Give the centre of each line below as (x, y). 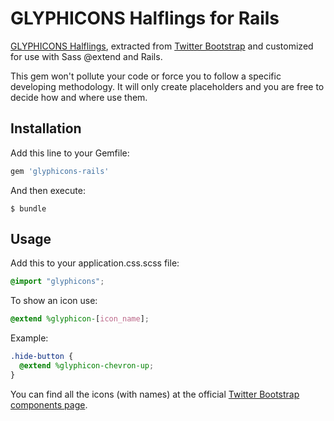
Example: (29, 338)
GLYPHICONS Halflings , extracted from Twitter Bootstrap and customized (162, 46)
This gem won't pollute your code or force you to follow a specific (146, 76)
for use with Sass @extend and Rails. (86, 56)
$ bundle (28, 208)
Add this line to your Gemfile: (70, 153)
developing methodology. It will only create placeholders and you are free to (167, 86)
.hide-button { (42, 357)
